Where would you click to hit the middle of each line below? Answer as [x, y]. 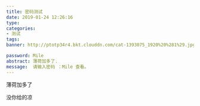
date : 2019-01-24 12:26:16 [40, 17]
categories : [21, 28]
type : [13, 23]
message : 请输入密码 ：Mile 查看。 [48, 67]
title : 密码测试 [24, 12]
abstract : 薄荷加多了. [32, 61]
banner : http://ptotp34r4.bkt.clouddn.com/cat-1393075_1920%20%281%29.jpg [101, 45]
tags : [13, 39]
